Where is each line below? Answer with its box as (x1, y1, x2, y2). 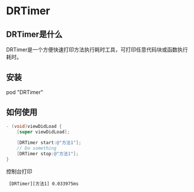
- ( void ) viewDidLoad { (6, 123, 62, 129)
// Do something (17, 145, 57, 152)
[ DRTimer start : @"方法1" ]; (17, 140, 82, 146)
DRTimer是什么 (6, 29, 63, 39)
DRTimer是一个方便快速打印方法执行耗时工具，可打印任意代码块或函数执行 (6, 46, 188, 53)
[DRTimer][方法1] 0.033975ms (8, 181, 79, 187)
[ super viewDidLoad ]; (17, 129, 70, 135)
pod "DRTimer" (6, 88, 43, 95)
